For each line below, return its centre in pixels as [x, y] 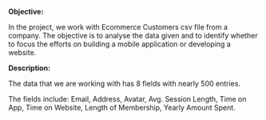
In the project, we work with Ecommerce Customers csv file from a [118, 27]
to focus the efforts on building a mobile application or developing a [120, 44]
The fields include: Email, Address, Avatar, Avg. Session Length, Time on [127, 99]
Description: [29, 68]
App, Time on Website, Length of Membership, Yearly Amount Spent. [122, 108]
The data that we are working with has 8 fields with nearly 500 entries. [125, 84]
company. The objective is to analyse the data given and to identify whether [133, 36]
